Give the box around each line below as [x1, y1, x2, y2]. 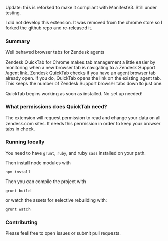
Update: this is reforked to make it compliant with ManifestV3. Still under [5, 5, 157, 10]
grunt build [5, 188, 31, 193]
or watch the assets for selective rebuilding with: [5, 197, 107, 203]
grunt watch [5, 207, 31, 212]
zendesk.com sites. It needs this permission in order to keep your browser [5, 120, 161, 126]
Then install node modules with [5, 160, 71, 166]
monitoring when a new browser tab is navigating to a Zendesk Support [5, 65, 155, 71]
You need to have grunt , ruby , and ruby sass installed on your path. [5, 149, 146, 156]
